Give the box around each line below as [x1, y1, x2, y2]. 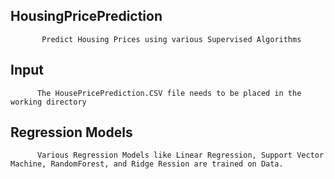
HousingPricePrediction [10, 8, 163, 25]
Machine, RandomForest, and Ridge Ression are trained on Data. [10, 159, 284, 169]
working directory [10, 97, 87, 107]
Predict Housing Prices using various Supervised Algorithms [41, 34, 302, 44]
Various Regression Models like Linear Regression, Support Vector [36, 150, 325, 161]
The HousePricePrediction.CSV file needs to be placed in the [36, 88, 302, 98]
